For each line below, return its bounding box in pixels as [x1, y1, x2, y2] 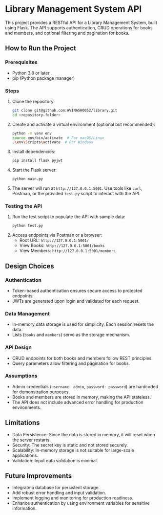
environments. [12, 404, 41, 410]
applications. [12, 452, 38, 458]
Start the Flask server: [12, 167, 57, 173]
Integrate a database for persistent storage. [12, 485, 100, 491]
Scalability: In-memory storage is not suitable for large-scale [12, 447, 134, 453]
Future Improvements [5, 472, 72, 480]
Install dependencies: [12, 149, 56, 155]
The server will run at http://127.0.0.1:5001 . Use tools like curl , [12, 185, 143, 191]
